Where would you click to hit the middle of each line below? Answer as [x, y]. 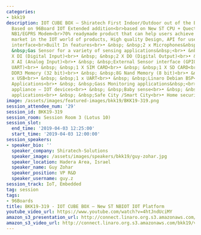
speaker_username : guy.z [42, 179]
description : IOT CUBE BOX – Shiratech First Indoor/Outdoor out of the [99, 23]
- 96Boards [20, 201]
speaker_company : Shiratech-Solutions [60, 151]
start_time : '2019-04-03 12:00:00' [56, 134]
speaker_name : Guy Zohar [42, 167]
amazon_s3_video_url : [33, 223]
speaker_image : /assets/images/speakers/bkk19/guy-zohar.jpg [89, 156]
